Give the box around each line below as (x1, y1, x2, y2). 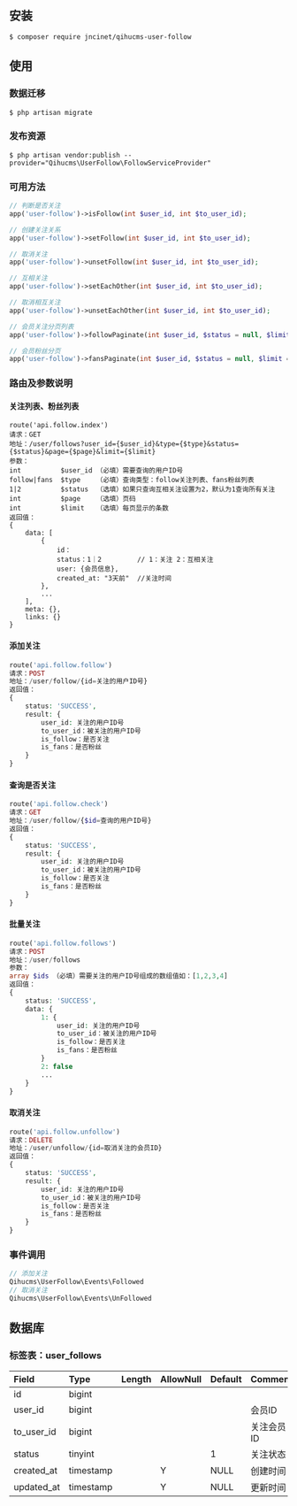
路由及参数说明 (9, 377, 73, 389)
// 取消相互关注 (9, 298, 61, 307)
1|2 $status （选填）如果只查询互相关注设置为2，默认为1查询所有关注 (9, 485, 276, 494)
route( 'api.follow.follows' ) (9, 939, 117, 948)
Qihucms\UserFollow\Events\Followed (9, 1278, 144, 1287)
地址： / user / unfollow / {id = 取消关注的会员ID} (9, 1144, 163, 1153)
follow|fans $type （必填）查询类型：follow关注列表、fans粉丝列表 (9, 476, 255, 485)
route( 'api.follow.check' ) (9, 800, 109, 809)
